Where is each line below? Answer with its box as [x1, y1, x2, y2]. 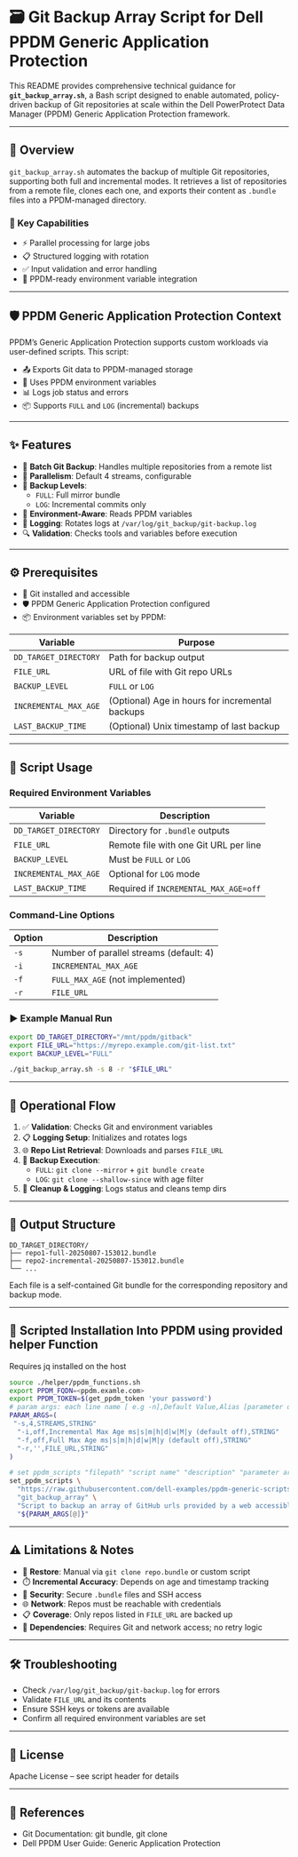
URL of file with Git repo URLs [108, 665, 232, 678]
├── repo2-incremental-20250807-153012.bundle [9, 1256, 184, 1265]
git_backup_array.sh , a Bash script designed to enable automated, [9, 90, 253, 100]
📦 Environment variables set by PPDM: [21, 612, 167, 623]
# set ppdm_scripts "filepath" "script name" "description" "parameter [9, 1468, 279, 1478]
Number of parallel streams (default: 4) [51, 947, 215, 960]
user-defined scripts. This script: [9, 346, 129, 356]
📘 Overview [9, 143, 74, 158]
